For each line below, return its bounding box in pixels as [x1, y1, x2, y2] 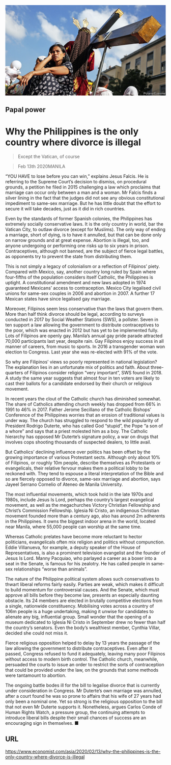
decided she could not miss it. [5, 630, 69, 636]
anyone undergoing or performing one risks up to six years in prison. [5, 242, 150, 249]
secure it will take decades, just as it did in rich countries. [5, 205, 126, 211]
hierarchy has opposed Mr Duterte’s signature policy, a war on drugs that [5, 433, 159, 440]
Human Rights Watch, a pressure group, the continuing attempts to [5, 709, 146, 715]
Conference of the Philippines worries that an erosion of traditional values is [5, 412, 164, 418]
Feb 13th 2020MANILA [17, 163, 66, 169]
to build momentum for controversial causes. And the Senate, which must [5, 586, 159, 593]
